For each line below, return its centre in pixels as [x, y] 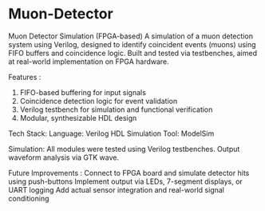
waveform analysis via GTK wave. [64, 157]
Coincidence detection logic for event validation [99, 101]
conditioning [29, 198]
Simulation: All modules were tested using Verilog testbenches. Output [124, 149]
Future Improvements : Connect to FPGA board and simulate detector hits [129, 173]
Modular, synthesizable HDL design [78, 117]
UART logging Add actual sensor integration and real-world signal [117, 189]
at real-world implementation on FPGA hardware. [89, 62]
